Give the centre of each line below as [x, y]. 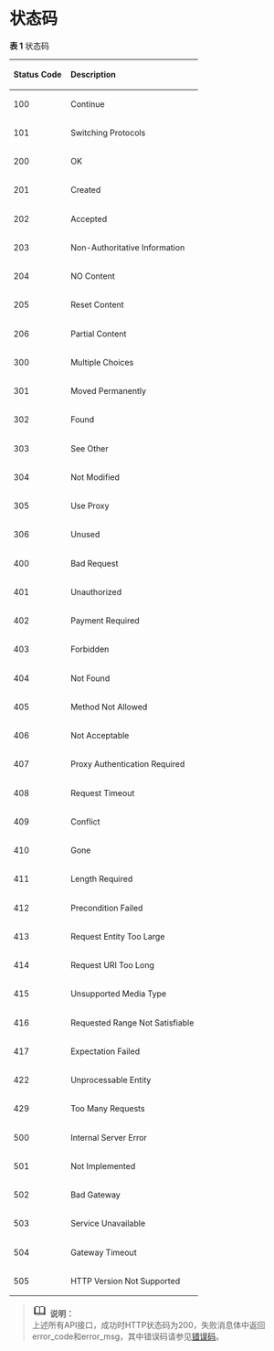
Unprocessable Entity [111, 1080]
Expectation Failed [105, 1051]
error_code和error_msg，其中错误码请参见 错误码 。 [128, 1336]
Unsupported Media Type [118, 994]
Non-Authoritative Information [127, 247]
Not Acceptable [100, 736]
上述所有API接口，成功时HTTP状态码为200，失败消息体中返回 [148, 1325]
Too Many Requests [107, 1109]
